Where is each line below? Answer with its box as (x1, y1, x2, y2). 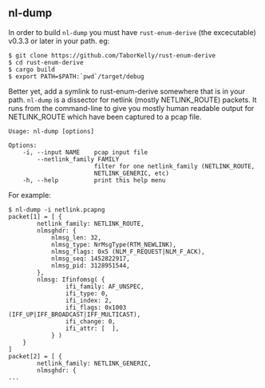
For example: (8, 190, 52, 200)
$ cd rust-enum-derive (8, 58, 84, 66)
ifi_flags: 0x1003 (65, 303, 127, 311)
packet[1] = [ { (8, 212, 62, 220)
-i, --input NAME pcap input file (22, 148, 148, 156)
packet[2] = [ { (8, 352, 62, 360)
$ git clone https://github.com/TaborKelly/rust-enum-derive (8, 51, 216, 59)
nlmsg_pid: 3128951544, (50, 261, 130, 270)
